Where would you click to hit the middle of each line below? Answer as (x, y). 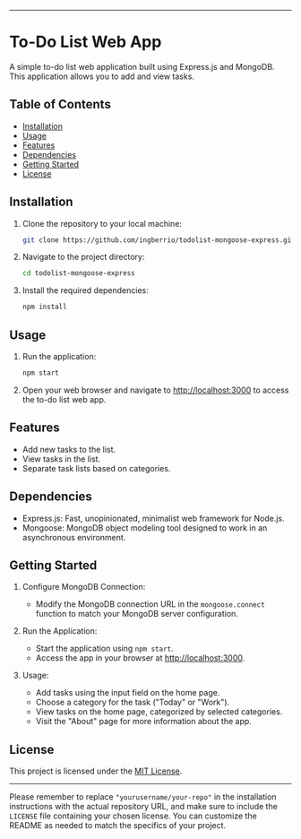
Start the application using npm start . (104, 649)
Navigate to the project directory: (83, 257)
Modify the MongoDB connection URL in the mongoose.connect (150, 604)
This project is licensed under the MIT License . (96, 771)
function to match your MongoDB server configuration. (137, 614)
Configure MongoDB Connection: (84, 587)
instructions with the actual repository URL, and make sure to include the (143, 807)
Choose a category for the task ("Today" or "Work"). (133, 702)
